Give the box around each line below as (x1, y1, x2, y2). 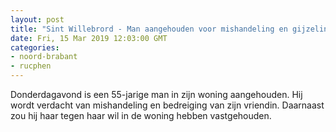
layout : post (10, 14, 65, 25)
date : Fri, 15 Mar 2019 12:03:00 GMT (10, 33, 168, 43)
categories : (10, 42, 60, 53)
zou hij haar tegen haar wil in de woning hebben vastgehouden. (10, 110, 272, 121)
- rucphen (10, 61, 52, 71)
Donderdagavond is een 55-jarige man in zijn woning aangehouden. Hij (10, 89, 303, 100)
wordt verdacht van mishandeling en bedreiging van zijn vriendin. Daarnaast (10, 99, 325, 111)
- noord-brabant (10, 52, 78, 62)
